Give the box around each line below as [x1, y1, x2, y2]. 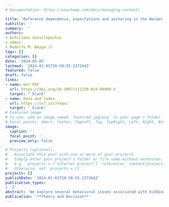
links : [5, 78, 19, 83]
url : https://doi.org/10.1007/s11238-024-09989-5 [10, 87, 116, 92]
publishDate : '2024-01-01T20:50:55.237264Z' [5, 175, 100, 180]
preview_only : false [10, 138, 53, 144]
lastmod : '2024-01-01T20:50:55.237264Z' [5, 63, 92, 68]
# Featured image [5, 110, 42, 115]
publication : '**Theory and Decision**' [5, 194, 92, 199]
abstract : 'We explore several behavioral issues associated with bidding [5, 189, 165, 194]
